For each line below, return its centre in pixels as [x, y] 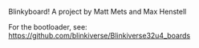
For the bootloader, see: [48, 27]
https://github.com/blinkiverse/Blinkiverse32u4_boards [99, 36]
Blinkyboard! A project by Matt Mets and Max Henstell [97, 12]
